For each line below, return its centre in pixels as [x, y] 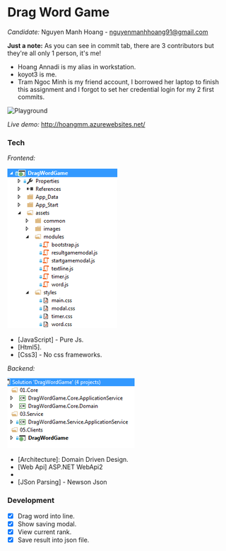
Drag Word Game [59, 12]
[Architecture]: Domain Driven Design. [73, 460]
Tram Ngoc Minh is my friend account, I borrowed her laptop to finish [118, 81]
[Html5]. [30, 347]
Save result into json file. [53, 540]
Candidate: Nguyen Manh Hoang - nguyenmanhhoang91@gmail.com [108, 32]
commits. [31, 97]
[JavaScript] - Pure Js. [50, 340]
